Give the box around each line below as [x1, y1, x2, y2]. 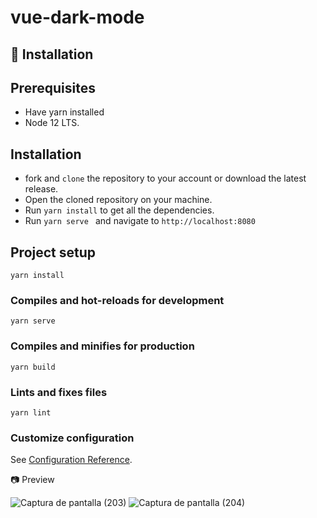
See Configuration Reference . [10, 454, 133, 466]
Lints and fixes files [10, 385, 108, 399]
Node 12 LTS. [24, 117, 80, 129]
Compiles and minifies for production [10, 339, 195, 353]
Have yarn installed [24, 106, 105, 118]
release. [24, 183, 59, 195]
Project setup [10, 244, 97, 261]
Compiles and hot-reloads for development [10, 293, 225, 307]
